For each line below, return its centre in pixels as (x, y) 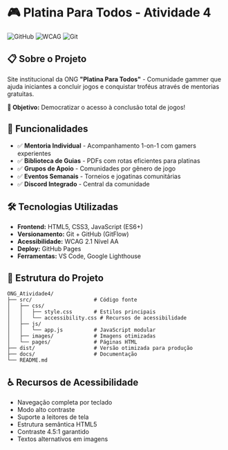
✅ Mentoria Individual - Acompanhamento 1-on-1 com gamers (107, 146)
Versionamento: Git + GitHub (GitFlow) (73, 234)
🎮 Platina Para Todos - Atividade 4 (109, 13)
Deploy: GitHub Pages (49, 249)
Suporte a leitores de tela (53, 417)
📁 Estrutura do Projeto (55, 278)
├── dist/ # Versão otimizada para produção (100, 349)
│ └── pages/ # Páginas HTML (72, 342)
